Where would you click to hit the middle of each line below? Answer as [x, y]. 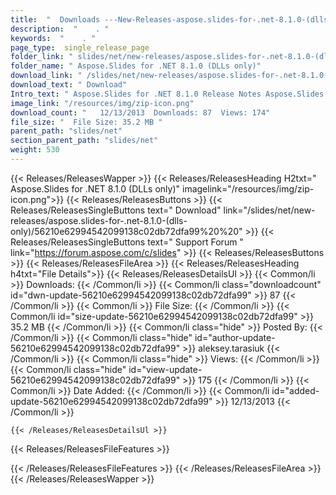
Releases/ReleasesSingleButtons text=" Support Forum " [127, 242]
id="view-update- [165, 369]
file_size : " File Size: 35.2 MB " [86, 122]
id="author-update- [235, 337]
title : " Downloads [55, 19]
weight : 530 [35, 150]
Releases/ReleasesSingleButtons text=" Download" [116, 210]
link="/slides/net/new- [269, 210]
